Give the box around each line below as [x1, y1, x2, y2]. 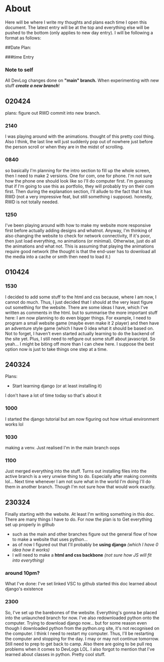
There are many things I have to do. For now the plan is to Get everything [5, 516, 153, 522]
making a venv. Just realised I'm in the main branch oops [5, 445, 120, 451]
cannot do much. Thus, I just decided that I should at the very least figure [5, 299, 153, 305]
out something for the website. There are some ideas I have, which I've [5, 304, 148, 310]
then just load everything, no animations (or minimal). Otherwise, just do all [5, 238, 156, 244]
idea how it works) [12, 547, 50, 553]
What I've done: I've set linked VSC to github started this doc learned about [5, 581, 158, 587]
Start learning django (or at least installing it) [12, 383, 102, 389]
